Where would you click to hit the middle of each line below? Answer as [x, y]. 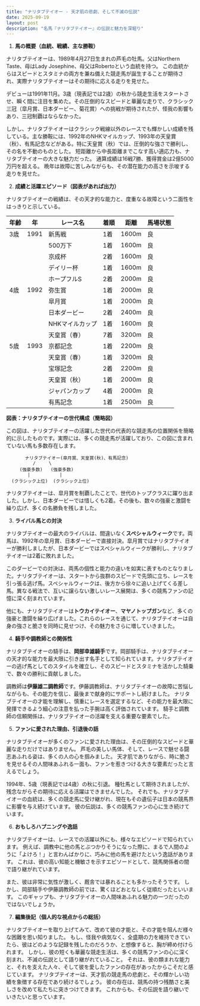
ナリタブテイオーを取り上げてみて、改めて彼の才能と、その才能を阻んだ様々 [100, 930]
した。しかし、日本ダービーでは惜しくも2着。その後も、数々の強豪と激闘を [99, 501]
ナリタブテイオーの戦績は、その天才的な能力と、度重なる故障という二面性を [100, 199]
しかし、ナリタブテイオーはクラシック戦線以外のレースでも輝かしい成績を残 [100, 129]
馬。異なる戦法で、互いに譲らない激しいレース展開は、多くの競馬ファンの [97, 591]
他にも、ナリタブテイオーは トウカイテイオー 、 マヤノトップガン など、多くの [100, 611]
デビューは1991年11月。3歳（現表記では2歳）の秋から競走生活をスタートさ [98, 94]
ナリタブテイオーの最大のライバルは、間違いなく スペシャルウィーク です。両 [100, 533]
